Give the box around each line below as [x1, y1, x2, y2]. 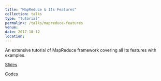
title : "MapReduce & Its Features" [5, 7, 77, 12]
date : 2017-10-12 [5, 29, 40, 34]
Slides [5, 61, 17, 67]
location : [5, 34, 25, 39]
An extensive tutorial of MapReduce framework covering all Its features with [5, 47, 157, 53]
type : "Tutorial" [5, 16, 40, 21]
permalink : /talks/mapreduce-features [5, 20, 83, 26]
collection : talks [5, 12, 42, 16]
